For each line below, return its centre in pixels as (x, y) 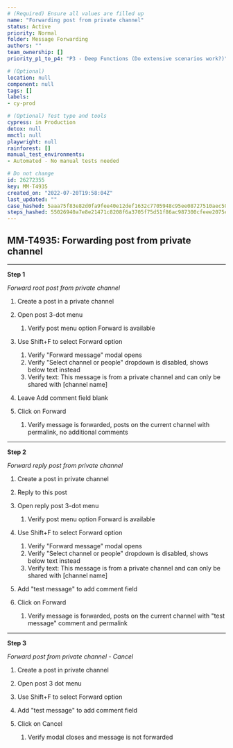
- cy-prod (21, 104)
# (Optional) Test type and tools (57, 116)
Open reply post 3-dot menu (58, 505)
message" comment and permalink (78, 623)
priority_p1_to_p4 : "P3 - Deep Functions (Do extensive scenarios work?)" (118, 59)
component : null (31, 84)
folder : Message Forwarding (48, 40)
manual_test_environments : (46, 155)
